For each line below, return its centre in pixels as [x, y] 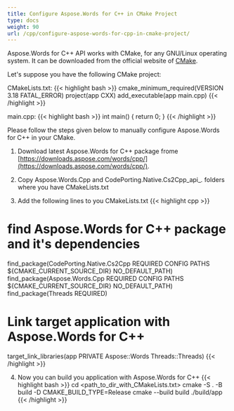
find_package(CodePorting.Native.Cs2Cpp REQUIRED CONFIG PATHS [109, 263]
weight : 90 [23, 27]
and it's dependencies [74, 244]
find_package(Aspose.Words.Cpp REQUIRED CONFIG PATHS [96, 279]
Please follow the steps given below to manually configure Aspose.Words [113, 130]
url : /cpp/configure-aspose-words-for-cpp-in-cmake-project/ [99, 33]
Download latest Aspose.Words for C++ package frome [98, 151]
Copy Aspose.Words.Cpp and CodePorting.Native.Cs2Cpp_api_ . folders [121, 180]
